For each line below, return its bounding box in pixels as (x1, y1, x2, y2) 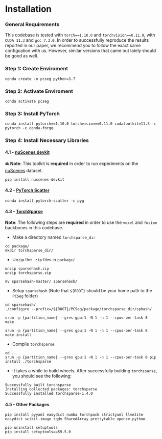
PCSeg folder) (12, 293, 38, 299)
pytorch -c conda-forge (5, 126, 54, 131)
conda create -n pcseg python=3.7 (5, 76, 76, 82)
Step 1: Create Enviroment (5, 65, 69, 72)
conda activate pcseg (5, 99, 49, 104)
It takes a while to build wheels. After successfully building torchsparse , (12, 367, 157, 374)
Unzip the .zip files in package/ (12, 256, 75, 262)
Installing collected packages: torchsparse (5, 386, 97, 391)
